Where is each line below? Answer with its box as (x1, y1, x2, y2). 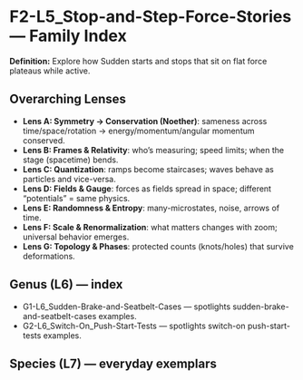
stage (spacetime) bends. (22, 154, 119, 165)
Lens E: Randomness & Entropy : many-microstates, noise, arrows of (22, 202, 279, 213)
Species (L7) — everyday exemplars (9, 356, 218, 371)
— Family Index (9, 25, 127, 46)
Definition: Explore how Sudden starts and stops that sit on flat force (9, 55, 268, 66)
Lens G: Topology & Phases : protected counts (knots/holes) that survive (22, 240, 295, 251)
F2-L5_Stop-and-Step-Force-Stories (9, 6, 292, 27)
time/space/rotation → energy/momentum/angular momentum (22, 125, 256, 136)
